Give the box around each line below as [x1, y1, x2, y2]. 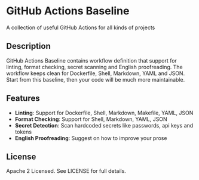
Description [6, 41, 51, 51]
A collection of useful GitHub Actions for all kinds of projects [6, 24, 155, 31]
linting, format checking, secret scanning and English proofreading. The [6, 63, 183, 70]
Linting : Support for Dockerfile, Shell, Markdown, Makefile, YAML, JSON [14, 109, 194, 116]
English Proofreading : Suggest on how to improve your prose [14, 134, 167, 141]
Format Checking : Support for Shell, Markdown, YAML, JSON [14, 115, 167, 123]
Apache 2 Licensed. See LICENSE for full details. [6, 167, 127, 175]
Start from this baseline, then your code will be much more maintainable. [6, 76, 185, 83]
